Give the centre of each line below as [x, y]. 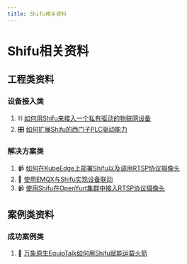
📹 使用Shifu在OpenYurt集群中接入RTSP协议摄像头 [91, 188]
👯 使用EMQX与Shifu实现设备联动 [65, 179]
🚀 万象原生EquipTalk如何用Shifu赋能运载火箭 [83, 253]
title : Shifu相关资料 [37, 14]
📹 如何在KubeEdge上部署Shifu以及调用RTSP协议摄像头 [99, 168]
